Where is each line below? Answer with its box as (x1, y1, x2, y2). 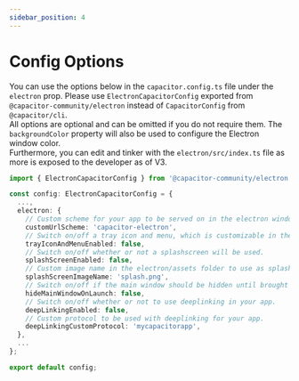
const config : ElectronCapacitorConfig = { (9, 190, 174, 199)
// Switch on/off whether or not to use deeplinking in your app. (25, 297, 277, 306)
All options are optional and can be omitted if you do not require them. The (9, 118, 283, 129)
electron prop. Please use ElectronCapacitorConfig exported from (9, 90, 254, 101)
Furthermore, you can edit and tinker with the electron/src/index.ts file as (9, 147, 285, 158)
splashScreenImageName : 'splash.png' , (25, 272, 169, 281)
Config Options (9, 51, 125, 71)
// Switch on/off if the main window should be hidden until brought (25, 281, 289, 290)
